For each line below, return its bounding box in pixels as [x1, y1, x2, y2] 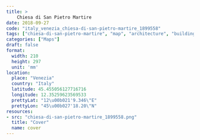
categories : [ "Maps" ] [6, 36, 60, 42]
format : [6, 48, 26, 54]
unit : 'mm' [11, 64, 39, 70]
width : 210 [11, 53, 39, 59]
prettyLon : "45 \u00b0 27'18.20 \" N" [11, 102, 97, 109]
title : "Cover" [11, 120, 49, 126]
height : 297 [11, 58, 42, 64]
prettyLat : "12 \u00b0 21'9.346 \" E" [11, 97, 97, 103]
